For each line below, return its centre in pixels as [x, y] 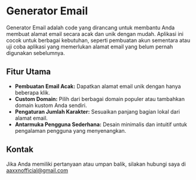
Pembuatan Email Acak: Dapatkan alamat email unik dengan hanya [98, 86]
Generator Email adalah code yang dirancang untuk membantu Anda [91, 28]
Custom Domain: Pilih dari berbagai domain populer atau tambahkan [100, 99]
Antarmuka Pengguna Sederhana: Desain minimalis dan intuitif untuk [101, 124]
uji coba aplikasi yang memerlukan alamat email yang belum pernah [90, 47]
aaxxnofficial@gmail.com [37, 170]
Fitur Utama [29, 72]
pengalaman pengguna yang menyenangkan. [71, 130]
